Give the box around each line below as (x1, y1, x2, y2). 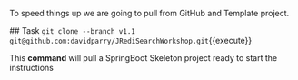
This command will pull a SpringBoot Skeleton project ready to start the (9, 53, 278, 63)
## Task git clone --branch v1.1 (9, 25, 136, 35)
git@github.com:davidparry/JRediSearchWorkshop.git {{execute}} (9, 35, 253, 45)
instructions (9, 63, 55, 73)
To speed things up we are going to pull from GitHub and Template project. (9, 8, 290, 18)
